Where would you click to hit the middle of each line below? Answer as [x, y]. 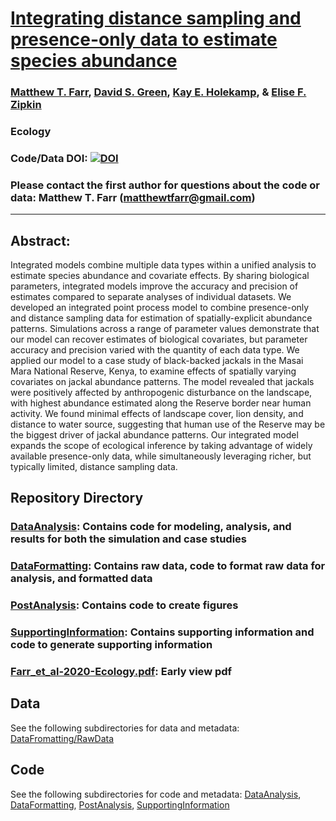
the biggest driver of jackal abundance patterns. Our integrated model [154, 435]
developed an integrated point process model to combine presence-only [160, 308]
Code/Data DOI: [49, 158]
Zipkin [26, 105]
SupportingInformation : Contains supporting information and [162, 632]
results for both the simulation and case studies [129, 539]
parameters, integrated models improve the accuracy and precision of [154, 286]
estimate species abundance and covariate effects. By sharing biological [160, 276]
